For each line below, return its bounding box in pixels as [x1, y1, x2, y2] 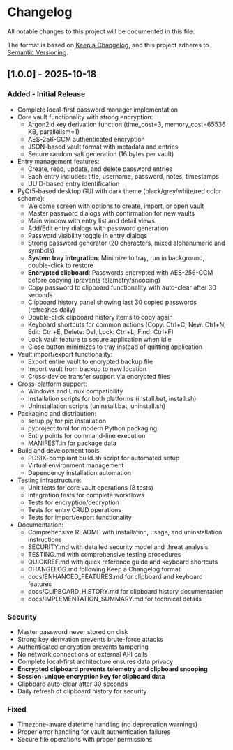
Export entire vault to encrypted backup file [27, 357, 153, 366]
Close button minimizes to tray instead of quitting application [27, 343, 203, 351]
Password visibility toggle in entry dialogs [27, 231, 148, 239]
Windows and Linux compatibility [27, 387, 123, 395]
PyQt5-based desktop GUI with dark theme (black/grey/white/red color [17, 186, 222, 195]
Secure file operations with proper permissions [17, 735, 153, 744]
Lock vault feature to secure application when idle [27, 335, 172, 343]
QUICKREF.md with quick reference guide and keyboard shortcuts [27, 557, 218, 566]
